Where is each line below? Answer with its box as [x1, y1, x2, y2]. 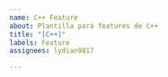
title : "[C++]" [9, 30, 66, 38]
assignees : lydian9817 [9, 47, 94, 56]
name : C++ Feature [9, 13, 78, 22]
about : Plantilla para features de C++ [9, 21, 159, 30]
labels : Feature [9, 38, 70, 47]
